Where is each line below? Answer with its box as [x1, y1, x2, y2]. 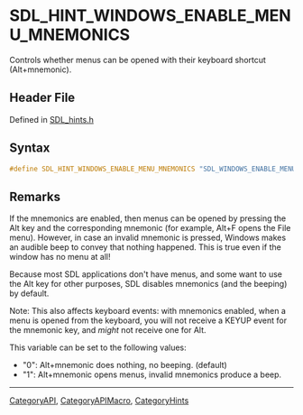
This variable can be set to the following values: [9, 342, 187, 353]
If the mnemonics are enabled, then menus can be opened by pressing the [9, 213, 287, 224]
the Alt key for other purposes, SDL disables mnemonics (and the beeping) [9, 279, 288, 290]
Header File [9, 90, 76, 106]
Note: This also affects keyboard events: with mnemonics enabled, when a [9, 306, 287, 317]
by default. [9, 288, 50, 299]
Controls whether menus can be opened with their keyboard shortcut [9, 54, 266, 65]
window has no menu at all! [9, 252, 111, 263]
